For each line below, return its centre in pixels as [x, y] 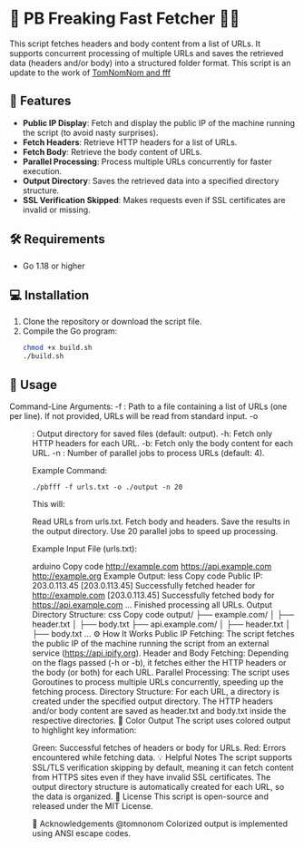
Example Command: [70, 470]
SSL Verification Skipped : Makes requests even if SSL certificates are [154, 200]
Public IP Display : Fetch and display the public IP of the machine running [159, 122]
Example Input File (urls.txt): [85, 549]
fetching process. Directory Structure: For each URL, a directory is [156, 691]
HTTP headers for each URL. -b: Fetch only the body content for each [162, 443]
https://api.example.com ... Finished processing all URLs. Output [152, 604]
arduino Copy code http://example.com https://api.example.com [152, 566]
